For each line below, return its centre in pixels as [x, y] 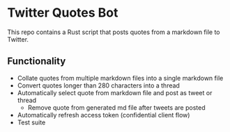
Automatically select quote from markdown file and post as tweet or [115, 92]
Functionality [37, 61]
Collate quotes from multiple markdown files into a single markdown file [120, 78]
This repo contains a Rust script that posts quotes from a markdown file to [114, 32]
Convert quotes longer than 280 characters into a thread [98, 85]
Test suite [31, 122]
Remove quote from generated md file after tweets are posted [116, 107]
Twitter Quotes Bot [63, 13]
